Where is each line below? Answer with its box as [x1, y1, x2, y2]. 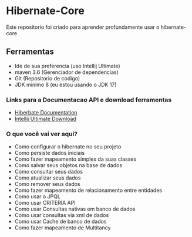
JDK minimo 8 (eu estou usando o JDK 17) [14, 81, 117, 88]
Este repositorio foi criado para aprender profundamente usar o [6, 23, 160, 31]
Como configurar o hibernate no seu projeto [14, 143, 122, 150]
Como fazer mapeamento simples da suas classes [14, 155, 137, 162]
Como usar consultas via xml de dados [14, 212, 109, 219]
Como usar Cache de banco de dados [14, 218, 107, 225]
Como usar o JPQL [14, 193, 60, 200]
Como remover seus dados [14, 181, 80, 188]
